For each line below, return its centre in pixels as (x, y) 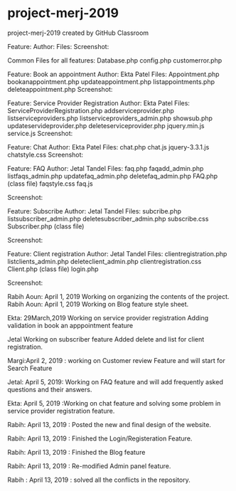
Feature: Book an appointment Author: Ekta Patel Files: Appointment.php (113, 74)
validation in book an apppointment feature (70, 325)
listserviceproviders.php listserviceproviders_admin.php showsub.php (110, 118)
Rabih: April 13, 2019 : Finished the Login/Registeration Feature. (100, 438)
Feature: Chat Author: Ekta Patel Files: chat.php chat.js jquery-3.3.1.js (108, 147)
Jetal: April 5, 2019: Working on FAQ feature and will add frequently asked (116, 381)
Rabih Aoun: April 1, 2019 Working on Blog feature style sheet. (98, 304)
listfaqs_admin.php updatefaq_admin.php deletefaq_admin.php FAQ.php (113, 176)
